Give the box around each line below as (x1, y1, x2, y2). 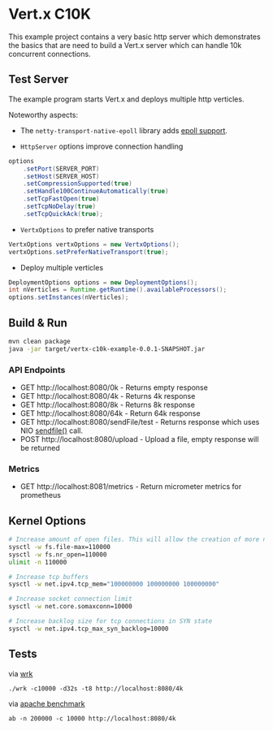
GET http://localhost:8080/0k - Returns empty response (19, 383, 209, 392)
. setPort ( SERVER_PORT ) (23, 164, 100, 173)
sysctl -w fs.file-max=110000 (8, 543, 111, 551)
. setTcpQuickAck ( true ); (23, 210, 104, 218)
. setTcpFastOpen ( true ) (23, 195, 100, 203)
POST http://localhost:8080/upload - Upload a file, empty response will (19, 434, 259, 443)
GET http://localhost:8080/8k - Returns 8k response (19, 400, 195, 409)
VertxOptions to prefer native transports (19, 224, 154, 234)
